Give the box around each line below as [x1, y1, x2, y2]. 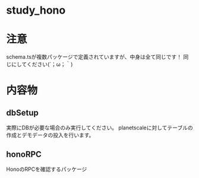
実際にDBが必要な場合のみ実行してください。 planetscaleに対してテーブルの [6, 124, 193, 131]
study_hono [6, 4, 66, 17]
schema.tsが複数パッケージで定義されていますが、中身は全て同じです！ [6, 53, 182, 61]
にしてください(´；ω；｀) [11, 61, 73, 68]
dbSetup [6, 107, 39, 117]
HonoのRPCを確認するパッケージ [6, 166, 87, 173]
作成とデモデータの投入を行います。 [6, 132, 94, 139]
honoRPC [6, 149, 42, 159]
